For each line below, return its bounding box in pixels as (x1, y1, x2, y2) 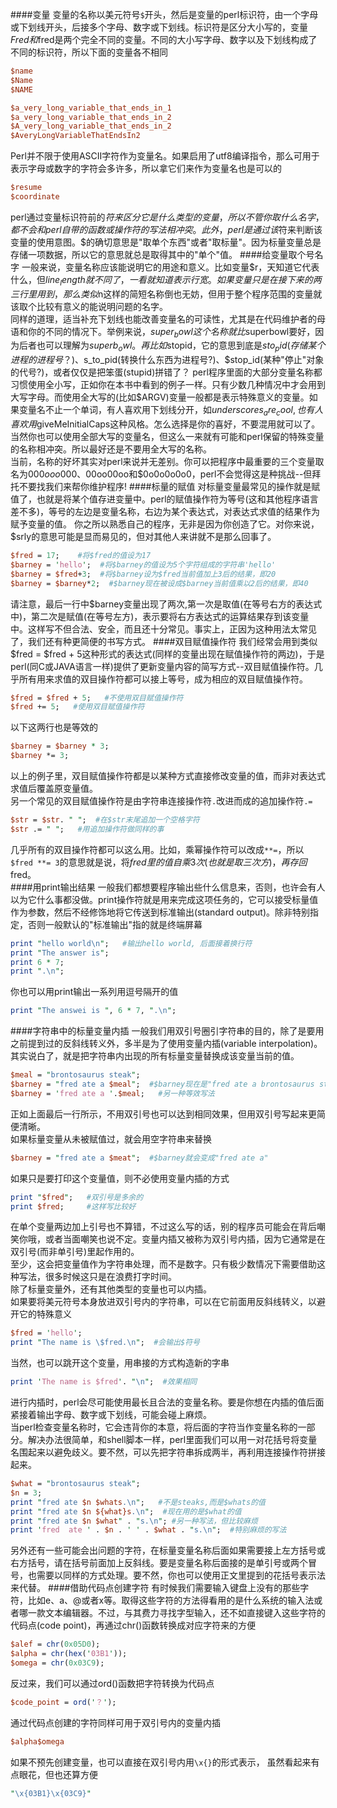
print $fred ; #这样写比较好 (10, 1201, 137, 1212)
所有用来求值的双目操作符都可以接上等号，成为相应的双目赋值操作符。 (18, 673, 308, 685)
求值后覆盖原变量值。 (10, 783, 98, 795)
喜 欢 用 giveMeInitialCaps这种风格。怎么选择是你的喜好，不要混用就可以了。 (10, 418, 321, 430)
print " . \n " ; (10, 966, 65, 977)
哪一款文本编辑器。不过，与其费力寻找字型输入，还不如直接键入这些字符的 (18, 1607, 326, 1619)
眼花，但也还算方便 (18, 1768, 98, 1780)
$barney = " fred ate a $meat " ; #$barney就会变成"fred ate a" (10, 1153, 269, 1163)
